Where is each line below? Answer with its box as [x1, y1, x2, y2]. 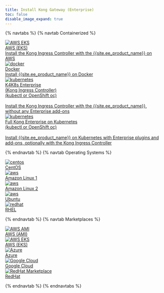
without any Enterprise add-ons [5, 108, 70, 114]
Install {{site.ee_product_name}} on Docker [5, 72, 93, 77]
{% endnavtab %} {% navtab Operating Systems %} [5, 149, 112, 155]
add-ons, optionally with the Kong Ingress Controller [5, 140, 112, 146]
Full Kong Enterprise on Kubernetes [5, 119, 78, 125]
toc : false [5, 12, 28, 17]
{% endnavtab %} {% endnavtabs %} [5, 283, 82, 289]
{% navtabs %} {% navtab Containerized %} [5, 30, 96, 36]
